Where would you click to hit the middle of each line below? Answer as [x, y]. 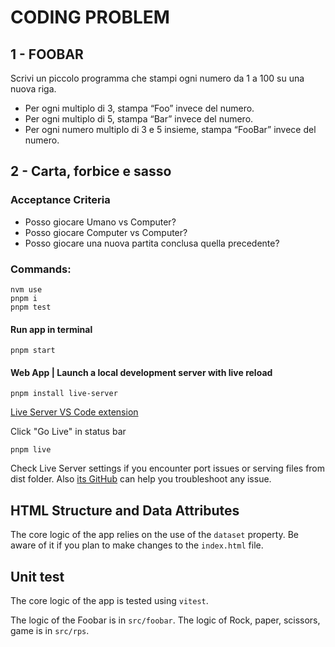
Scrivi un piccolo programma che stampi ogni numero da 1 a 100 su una [157, 78]
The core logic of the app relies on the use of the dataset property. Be [155, 535]
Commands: [41, 269]
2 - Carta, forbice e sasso [91, 171]
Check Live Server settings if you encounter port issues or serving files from [168, 468]
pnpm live [31, 450]
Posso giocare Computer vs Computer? [106, 232]
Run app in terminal [51, 329]
